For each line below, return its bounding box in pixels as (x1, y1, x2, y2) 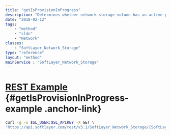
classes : (5, 41, 24, 46)
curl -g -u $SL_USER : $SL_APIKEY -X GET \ (5, 120, 95, 125)
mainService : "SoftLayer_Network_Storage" (5, 60, 99, 65)
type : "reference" (5, 50, 44, 55)
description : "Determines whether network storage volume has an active (5, 12, 163, 17)
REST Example (5, 82, 68, 93)
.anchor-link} (44, 103, 102, 115)
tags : (5, 21, 17, 27)
